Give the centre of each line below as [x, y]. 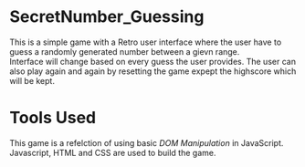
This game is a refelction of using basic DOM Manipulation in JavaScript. [147, 142]
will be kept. [32, 80]
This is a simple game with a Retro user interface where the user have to [146, 42]
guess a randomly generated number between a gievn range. [125, 51]
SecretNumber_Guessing [107, 17]
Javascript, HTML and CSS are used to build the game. [113, 152]
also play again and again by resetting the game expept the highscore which [153, 71]
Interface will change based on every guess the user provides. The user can [153, 61]
